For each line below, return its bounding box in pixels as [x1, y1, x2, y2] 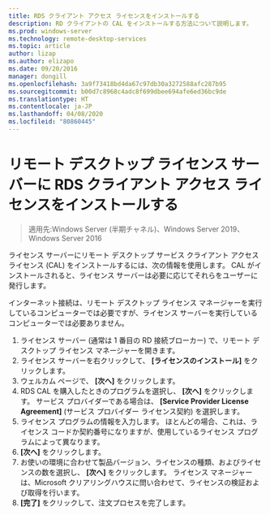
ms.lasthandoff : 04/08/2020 [8, 110, 104, 119]
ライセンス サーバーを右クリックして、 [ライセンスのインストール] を [19, 355, 251, 366]
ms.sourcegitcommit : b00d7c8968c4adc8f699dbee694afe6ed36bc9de [8, 87, 227, 96]
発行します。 [8, 280, 51, 290]
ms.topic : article [8, 42, 71, 50]
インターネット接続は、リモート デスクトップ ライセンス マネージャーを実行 [8, 297, 263, 307]
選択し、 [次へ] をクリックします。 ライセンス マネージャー [55, 467, 253, 477]
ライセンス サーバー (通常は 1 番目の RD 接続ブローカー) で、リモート [19, 335, 251, 345]
